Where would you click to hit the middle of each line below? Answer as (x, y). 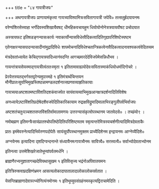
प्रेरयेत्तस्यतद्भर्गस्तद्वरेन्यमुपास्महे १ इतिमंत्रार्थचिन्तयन (44, 77)
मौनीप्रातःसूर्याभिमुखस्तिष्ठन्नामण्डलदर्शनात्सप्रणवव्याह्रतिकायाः (49, 82)
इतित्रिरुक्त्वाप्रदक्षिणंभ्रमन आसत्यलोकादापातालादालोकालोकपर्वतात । (56, 171)
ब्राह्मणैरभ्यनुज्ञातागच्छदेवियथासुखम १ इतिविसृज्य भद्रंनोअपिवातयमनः (56, 161)
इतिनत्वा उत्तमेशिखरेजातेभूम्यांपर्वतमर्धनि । (37, 151)
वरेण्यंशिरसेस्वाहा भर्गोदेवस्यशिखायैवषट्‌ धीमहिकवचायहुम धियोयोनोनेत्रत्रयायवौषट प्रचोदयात (72, 27)
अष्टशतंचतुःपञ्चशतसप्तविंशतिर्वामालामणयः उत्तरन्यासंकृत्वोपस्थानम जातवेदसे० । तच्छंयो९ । (75, 112)
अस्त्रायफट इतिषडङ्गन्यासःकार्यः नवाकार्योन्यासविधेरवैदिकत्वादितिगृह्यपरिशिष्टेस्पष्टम (68, 37)
